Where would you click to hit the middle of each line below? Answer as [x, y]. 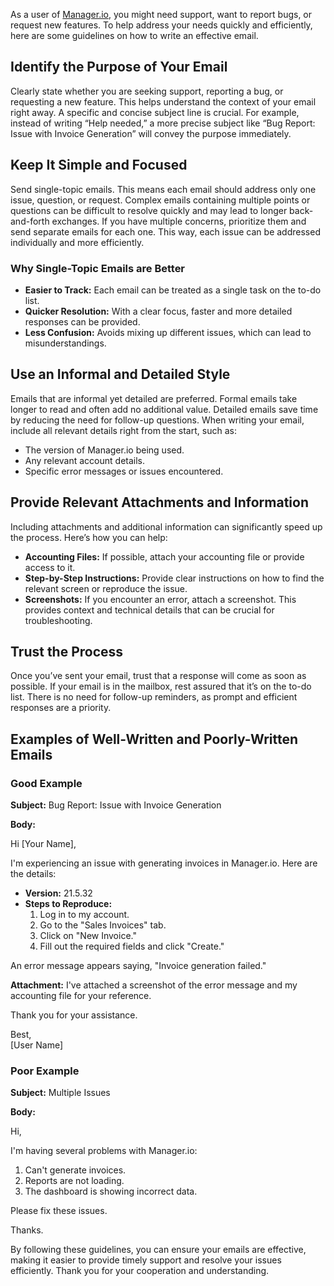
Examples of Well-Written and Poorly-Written [154, 739]
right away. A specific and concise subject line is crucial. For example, [155, 112]
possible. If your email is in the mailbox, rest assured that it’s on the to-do [161, 686]
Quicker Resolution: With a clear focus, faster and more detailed [158, 311]
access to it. [50, 567]
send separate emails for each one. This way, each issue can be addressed [165, 231]
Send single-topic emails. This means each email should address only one [163, 189]
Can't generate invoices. [75, 1170]
